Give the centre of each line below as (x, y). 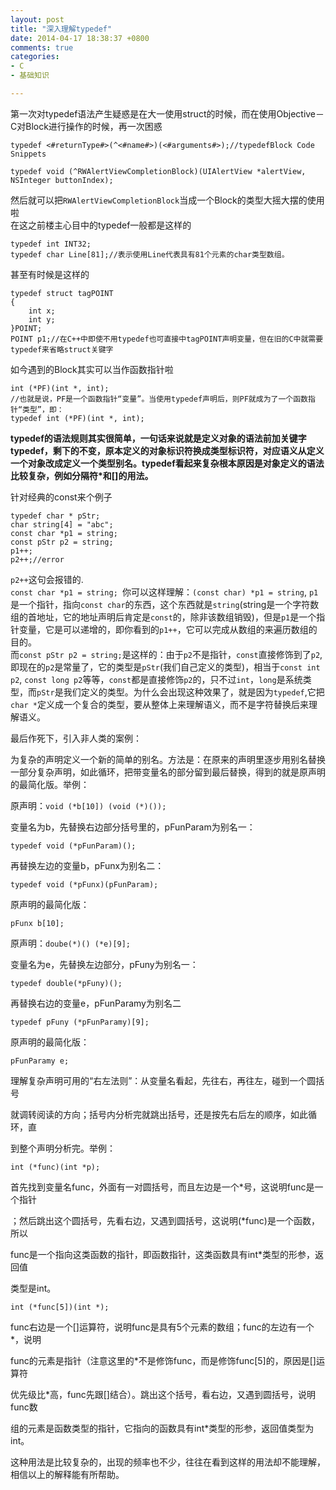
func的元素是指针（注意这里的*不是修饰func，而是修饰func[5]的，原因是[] (163, 1360)
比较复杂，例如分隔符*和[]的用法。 (82, 475)
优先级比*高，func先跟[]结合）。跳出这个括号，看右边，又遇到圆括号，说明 (163, 1394)
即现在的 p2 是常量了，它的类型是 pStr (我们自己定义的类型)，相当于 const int (165, 667)
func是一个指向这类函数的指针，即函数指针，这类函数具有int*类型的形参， (162, 1254)
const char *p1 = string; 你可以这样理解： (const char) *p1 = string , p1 (164, 592)
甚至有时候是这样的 (50, 274)
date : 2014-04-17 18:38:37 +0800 (80, 38)
